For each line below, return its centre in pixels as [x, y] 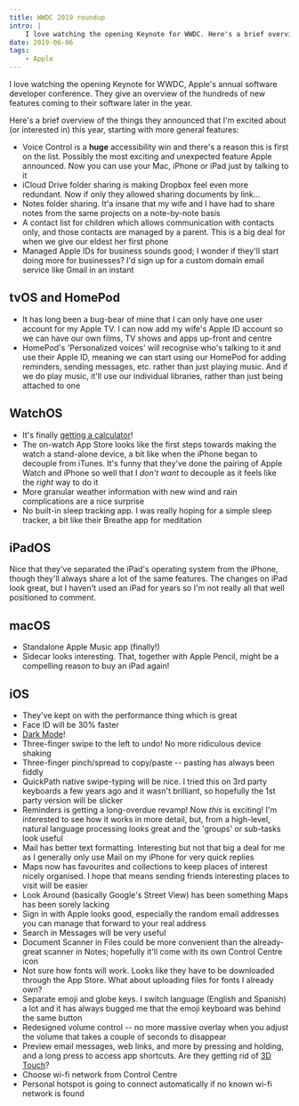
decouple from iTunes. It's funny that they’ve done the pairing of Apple [152, 463]
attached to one [51, 385]
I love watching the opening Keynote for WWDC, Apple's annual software [143, 84]
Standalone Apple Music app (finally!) [91, 647]
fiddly [32, 772]
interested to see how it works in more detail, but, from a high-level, [146, 819]
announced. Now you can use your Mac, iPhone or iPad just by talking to [155, 166]
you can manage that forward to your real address [114, 924]
